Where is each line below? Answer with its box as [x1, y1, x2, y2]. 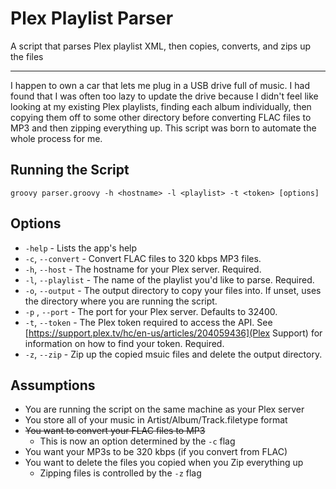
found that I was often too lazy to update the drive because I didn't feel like [10, 90, 319, 102]
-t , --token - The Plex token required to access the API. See [24, 316, 273, 328]
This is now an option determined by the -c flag [39, 435, 236, 447]
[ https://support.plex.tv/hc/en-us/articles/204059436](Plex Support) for [24, 327, 323, 339]
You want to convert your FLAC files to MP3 [24, 425, 206, 437]
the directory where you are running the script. [24, 295, 218, 307]
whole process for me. [10, 132, 103, 144]
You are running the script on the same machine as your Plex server [24, 403, 305, 416]
